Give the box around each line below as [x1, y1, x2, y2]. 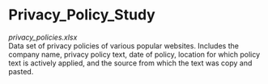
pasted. [8, 66, 34, 76]
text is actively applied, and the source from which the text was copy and [8, 58, 253, 68]
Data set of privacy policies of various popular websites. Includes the [8, 40, 239, 50]
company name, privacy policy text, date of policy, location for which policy [8, 49, 261, 59]
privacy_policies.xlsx [8, 32, 78, 42]
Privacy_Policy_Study [8, 6, 155, 24]
